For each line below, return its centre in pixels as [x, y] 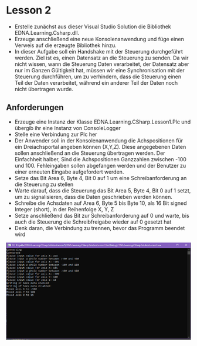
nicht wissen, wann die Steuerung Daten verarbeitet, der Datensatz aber [102, 64]
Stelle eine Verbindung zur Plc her [56, 134]
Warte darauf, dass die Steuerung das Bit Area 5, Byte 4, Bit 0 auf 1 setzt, [103, 190]
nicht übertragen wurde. [44, 89]
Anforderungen [35, 107]
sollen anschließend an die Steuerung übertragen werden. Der [90, 153]
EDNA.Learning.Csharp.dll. [47, 32]
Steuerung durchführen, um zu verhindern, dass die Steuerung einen [98, 76]
